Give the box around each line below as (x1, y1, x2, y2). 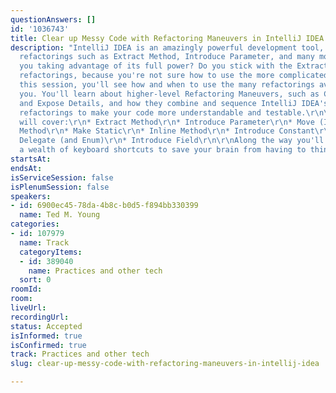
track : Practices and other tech (10, 349, 150, 360)
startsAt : (10, 154, 52, 164)
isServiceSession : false (10, 172, 114, 183)
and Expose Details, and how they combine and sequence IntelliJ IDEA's (19, 98, 329, 108)
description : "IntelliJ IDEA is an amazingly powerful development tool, (10, 42, 325, 53)
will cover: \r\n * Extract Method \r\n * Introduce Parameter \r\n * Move (19, 117, 315, 127)
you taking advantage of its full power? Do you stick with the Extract (19, 61, 329, 71)
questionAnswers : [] (10, 14, 97, 25)
